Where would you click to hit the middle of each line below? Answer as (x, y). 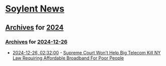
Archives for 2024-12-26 (36, 42)
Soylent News (35, 9)
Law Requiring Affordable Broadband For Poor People (68, 58)
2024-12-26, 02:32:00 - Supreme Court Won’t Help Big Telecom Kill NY (87, 52)
